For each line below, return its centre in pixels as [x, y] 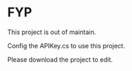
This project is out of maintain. [52, 32]
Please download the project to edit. [60, 59]
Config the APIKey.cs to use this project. [66, 45]
